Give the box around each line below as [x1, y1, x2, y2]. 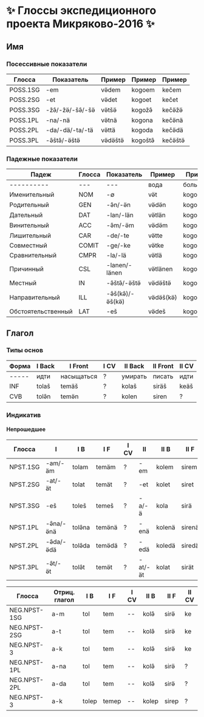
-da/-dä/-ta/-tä [45, 126, 93, 134]
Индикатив [6, 410, 41, 419]
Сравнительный [9, 251, 56, 260]
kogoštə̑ [131, 136, 155, 144]
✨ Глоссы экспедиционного [6, 4, 157, 18]
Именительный [9, 191, 55, 199]
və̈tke [148, 241, 164, 250]
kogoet [131, 95, 152, 104]
